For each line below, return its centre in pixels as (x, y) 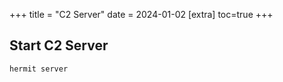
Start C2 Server (59, 45)
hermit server (39, 69)
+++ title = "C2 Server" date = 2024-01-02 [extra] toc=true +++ (141, 14)
